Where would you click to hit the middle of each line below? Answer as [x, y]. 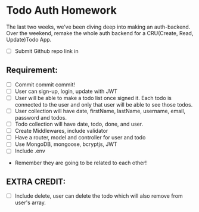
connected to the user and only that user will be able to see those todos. [104, 105]
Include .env [30, 151]
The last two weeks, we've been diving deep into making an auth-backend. [98, 27]
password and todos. [41, 118]
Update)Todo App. [29, 39]
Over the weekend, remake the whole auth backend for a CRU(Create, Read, [100, 33]
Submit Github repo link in [46, 51]
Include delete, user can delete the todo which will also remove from [99, 196]
